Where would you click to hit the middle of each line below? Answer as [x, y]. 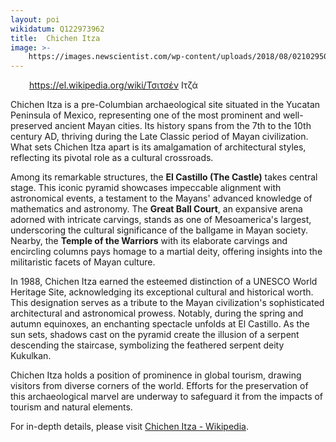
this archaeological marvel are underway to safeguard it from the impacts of [167, 397]
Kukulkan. [31, 356]
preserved [31, 126]
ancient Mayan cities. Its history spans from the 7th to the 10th [183, 126]
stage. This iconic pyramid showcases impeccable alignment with [146, 188]
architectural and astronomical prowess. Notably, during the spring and [157, 313]
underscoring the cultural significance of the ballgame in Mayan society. [159, 230]
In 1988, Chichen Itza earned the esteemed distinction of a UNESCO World [164, 282]
